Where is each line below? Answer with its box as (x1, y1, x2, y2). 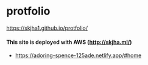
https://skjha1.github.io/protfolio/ (6, 24, 88, 32)
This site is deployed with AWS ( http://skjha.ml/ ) (6, 38, 132, 46)
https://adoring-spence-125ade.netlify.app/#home (15, 52, 142, 59)
